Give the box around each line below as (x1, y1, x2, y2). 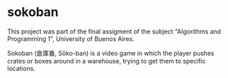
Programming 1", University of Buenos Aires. (7, 34, 135, 42)
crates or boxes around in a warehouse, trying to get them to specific (7, 56, 206, 65)
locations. (7, 64, 36, 72)
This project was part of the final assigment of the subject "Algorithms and (7, 27, 221, 36)
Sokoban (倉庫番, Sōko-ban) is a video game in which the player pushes (7, 49, 215, 57)
